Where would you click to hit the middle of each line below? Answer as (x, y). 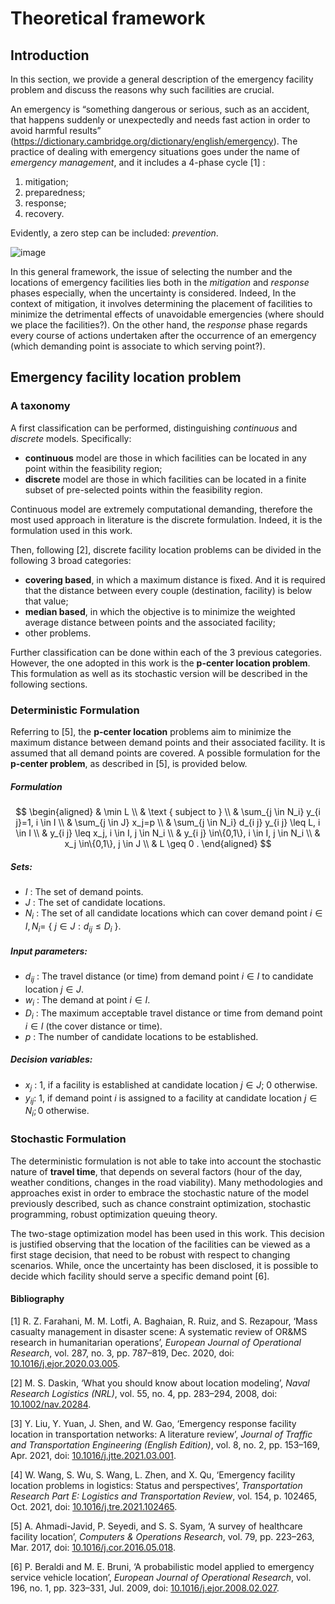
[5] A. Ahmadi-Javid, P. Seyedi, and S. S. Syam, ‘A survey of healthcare (156, 1526)
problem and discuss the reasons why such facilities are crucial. (142, 90)
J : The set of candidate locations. (95, 902)
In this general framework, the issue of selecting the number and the (151, 271)
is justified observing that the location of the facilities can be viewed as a (160, 1244)
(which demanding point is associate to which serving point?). (138, 346)
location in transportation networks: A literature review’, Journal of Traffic (161, 1434)
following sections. (49, 684)
